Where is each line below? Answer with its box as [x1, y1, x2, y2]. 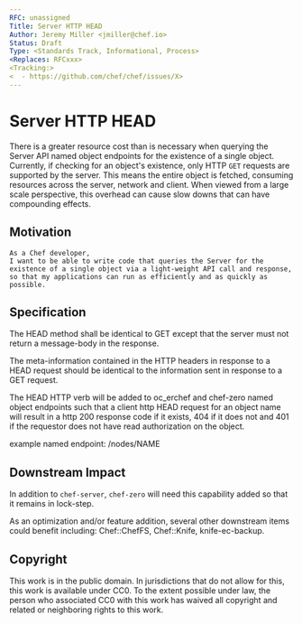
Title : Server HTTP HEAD [9, 22, 103, 31]
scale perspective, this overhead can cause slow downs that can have [9, 189, 270, 200]
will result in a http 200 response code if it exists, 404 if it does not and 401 [9, 412, 290, 423]
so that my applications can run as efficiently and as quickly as [9, 272, 269, 281]
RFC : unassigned [9, 13, 70, 23]
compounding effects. [9, 198, 92, 209]
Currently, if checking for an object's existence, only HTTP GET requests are [9, 160, 290, 171]
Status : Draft [9, 38, 63, 48]
